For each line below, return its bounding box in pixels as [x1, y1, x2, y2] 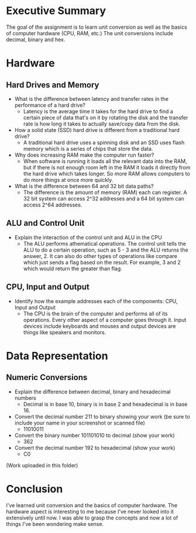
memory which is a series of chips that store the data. [23, 145, 153, 152]
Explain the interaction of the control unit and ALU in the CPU [14, 233, 162, 241]
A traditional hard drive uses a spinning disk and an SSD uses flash [23, 139, 185, 146]
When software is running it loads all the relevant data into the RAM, [23, 157, 187, 165]
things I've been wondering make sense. [6, 520, 104, 527]
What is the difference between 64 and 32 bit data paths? [14, 182, 154, 189]
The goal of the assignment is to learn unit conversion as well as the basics [6, 23, 187, 30]
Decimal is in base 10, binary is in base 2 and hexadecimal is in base [23, 400, 188, 408]
